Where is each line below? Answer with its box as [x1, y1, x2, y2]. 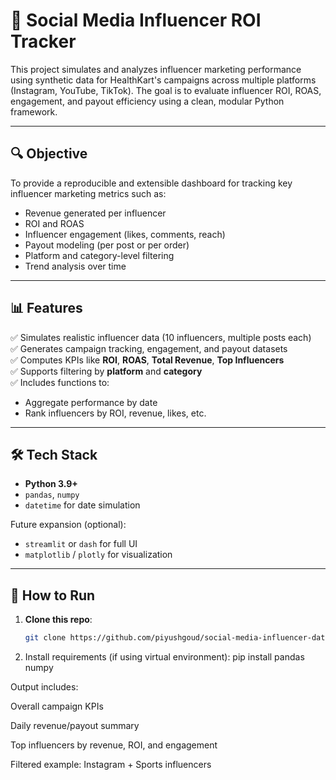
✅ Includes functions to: [10, 376, 110, 388]
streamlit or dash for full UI [24, 538, 138, 550]
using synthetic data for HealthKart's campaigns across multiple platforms [10, 74, 317, 86]
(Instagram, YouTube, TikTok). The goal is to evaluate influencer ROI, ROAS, [10, 84, 322, 96]
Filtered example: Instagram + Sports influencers [10, 759, 212, 771]
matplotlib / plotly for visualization [24, 549, 173, 561]
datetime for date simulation [24, 499, 141, 511]
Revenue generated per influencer [24, 207, 167, 219]
